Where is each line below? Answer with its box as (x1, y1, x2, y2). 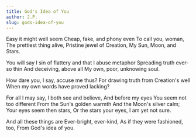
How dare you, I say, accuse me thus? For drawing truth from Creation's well (6, 77, 191, 84)
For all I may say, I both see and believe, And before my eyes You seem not (6, 94, 187, 101)
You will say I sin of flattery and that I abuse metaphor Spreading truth (6, 59, 175, 66)
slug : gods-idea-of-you (6, 19, 64, 25)
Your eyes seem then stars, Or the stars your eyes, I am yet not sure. (6, 107, 171, 114)
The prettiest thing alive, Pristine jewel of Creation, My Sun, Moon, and (6, 42, 177, 49)
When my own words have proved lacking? (6, 83, 110, 90)
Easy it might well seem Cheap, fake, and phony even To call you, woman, (6, 36, 184, 43)
